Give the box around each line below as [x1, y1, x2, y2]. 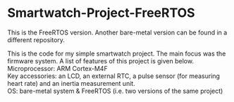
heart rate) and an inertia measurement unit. [7, 79, 135, 87]
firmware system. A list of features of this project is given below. [7, 56, 194, 65]
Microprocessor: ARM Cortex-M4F [7, 64, 108, 72]
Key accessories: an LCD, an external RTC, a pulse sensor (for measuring [7, 72, 221, 80]
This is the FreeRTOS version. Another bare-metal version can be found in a [7, 28, 228, 37]
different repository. [7, 35, 66, 44]
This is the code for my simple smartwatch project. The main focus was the [7, 49, 226, 58]
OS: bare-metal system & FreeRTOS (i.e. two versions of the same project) [7, 87, 223, 95]
